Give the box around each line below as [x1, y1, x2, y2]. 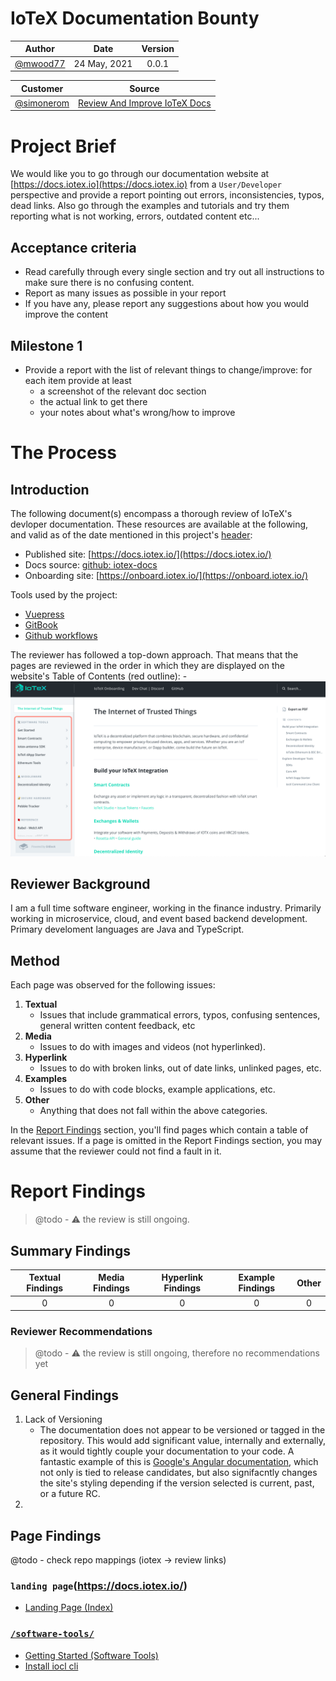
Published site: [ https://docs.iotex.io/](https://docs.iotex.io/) [24, 548, 272, 560]
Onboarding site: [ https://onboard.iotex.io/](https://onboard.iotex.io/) [24, 570, 309, 581]
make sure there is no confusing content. [24, 277, 195, 289]
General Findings [10, 1387, 120, 1404]
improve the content [24, 308, 108, 321]
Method [10, 952, 61, 969]
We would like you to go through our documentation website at [10, 168, 270, 180]
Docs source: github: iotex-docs [24, 559, 158, 571]
